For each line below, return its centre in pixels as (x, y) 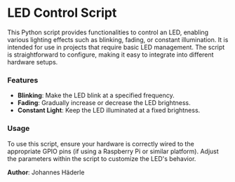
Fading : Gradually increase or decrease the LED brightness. (104, 103)
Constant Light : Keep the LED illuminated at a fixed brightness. (109, 111)
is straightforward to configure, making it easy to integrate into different (110, 55)
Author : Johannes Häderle (46, 172)
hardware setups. (33, 62)
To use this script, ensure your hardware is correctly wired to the (101, 143)
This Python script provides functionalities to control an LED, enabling (108, 32)
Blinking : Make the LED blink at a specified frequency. (96, 95)
